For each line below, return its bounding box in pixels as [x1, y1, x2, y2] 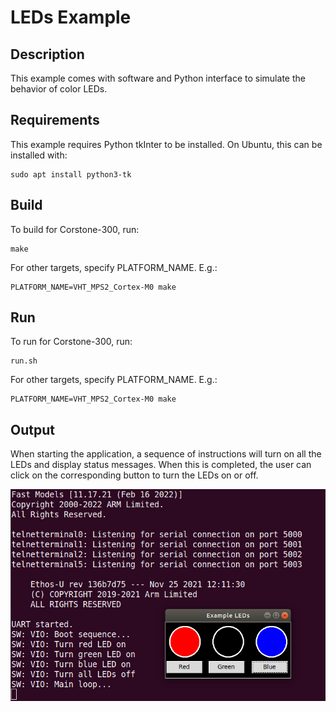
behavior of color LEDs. [10, 83, 108, 95]
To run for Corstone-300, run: [10, 336, 133, 348]
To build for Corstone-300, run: [10, 223, 140, 235]
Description [10, 46, 85, 63]
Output [10, 421, 55, 438]
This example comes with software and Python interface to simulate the [10, 72, 306, 84]
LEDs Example [10, 6, 132, 29]
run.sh [10, 356, 38, 366]
